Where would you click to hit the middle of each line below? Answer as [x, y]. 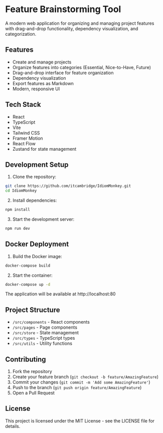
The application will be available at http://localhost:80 [60, 294]
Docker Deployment [37, 244]
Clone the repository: [34, 177]
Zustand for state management [44, 149]
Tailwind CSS [26, 133]
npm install [18, 210]
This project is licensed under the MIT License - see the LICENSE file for [80, 421]
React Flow [24, 143]
